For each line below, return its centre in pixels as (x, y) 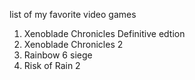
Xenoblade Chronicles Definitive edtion (104, 33)
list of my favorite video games (73, 14)
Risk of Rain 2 (52, 65)
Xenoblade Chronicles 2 (73, 44)
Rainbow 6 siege (58, 55)
